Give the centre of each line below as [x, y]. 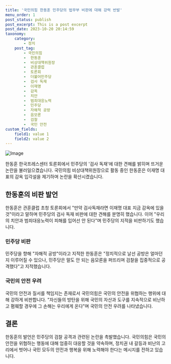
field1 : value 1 [32, 134]
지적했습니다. [38, 267]
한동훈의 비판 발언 [32, 195]
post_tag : [25, 48]
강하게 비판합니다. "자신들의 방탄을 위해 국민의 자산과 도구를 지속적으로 [81, 299]
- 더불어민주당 [38, 77]
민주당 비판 [18, 241]
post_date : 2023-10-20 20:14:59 [40, 29]
